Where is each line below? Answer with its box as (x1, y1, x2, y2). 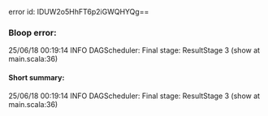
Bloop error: (8, 27, 57, 38)
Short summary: (8, 72, 65, 82)
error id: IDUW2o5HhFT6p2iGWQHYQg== (8, 7, 149, 16)
